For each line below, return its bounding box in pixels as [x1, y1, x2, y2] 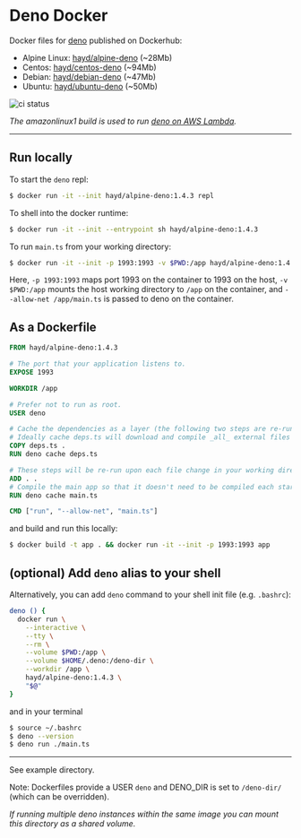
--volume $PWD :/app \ [25, 648, 106, 657]
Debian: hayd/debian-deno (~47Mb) [21, 71, 157, 82]
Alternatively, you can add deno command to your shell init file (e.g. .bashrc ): [9, 589, 291, 600]
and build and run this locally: [9, 523, 118, 534]
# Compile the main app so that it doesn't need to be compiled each [9, 482, 275, 491]
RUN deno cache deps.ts [9, 450, 99, 459]
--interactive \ [25, 623, 87, 632]
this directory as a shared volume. [9, 818, 136, 829]
